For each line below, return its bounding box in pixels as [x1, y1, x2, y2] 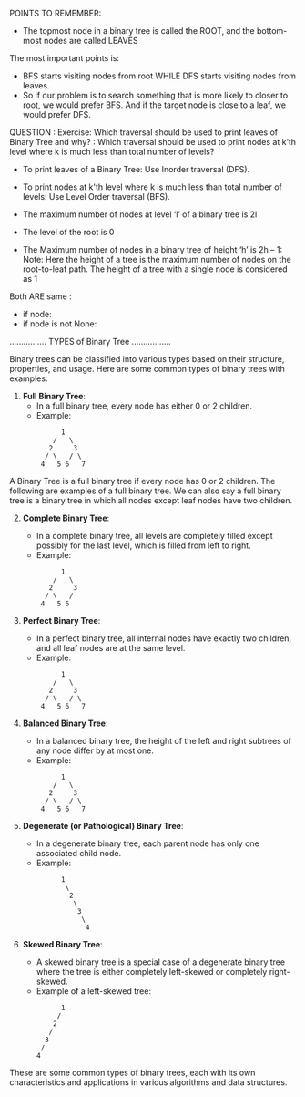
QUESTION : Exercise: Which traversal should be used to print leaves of [9, 127, 279, 138]
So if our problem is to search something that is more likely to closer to [22, 90, 289, 100]
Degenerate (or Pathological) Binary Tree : [22, 821, 184, 831]
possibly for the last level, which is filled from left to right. [36, 540, 252, 551]
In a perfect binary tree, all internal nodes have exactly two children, [36, 633, 292, 644]
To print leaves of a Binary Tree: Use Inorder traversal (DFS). [22, 164, 250, 174]
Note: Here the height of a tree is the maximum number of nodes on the [22, 254, 291, 264]
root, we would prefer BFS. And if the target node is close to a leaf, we [22, 99, 287, 110]
